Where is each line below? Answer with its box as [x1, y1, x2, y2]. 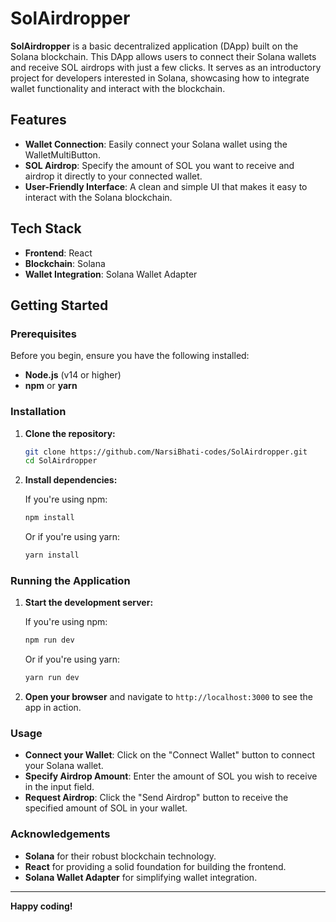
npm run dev [24, 635, 75, 646]
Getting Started [10, 297, 109, 314]
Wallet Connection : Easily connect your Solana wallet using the [24, 138, 288, 150]
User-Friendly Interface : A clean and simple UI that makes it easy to [24, 180, 308, 192]
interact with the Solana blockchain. [24, 191, 173, 203]
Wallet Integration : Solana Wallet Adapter [24, 268, 198, 280]
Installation [10, 405, 67, 419]
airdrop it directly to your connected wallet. [24, 170, 203, 182]
